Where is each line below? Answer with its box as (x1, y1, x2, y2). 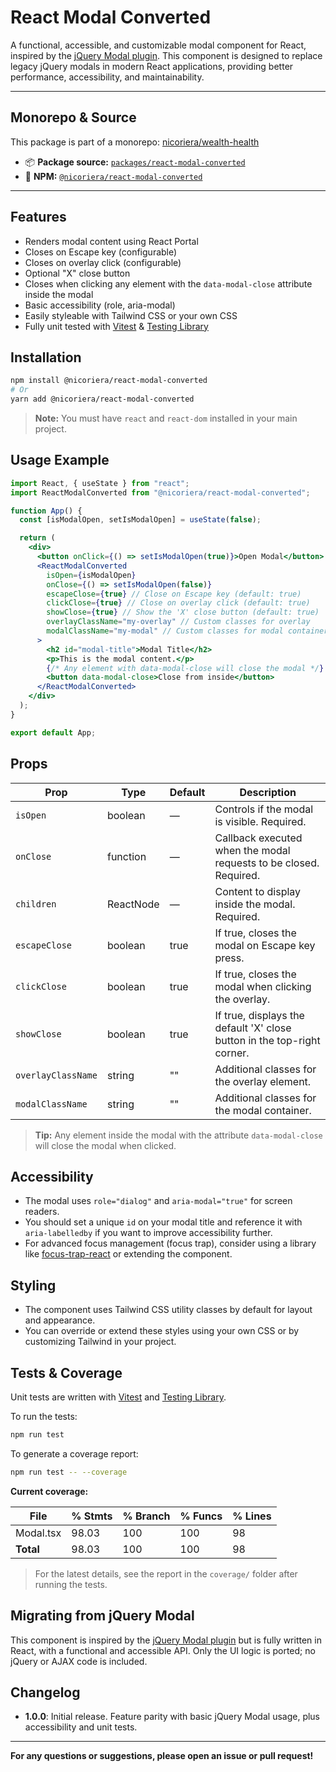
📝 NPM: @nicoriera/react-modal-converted (24, 170, 203, 182)
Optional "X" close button (24, 267, 131, 279)
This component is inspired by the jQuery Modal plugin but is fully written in (10, 1634, 322, 1646)
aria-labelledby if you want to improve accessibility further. (24, 1227, 273, 1239)
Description (239, 785, 297, 799)
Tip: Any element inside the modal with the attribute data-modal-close (34, 1129, 323, 1141)
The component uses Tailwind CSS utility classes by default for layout (24, 1304, 313, 1316)
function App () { (10, 506, 83, 516)
